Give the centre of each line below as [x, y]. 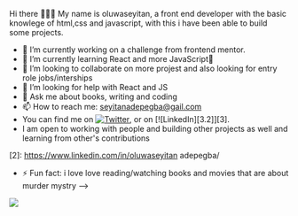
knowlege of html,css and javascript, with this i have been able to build [138, 23]
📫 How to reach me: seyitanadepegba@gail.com [112, 107]
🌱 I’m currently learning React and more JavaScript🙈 [118, 59]
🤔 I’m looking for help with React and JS [95, 87]
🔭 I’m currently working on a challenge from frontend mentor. [133, 50]
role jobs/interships [57, 78]
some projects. [36, 32]
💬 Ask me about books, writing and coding [99, 96]
